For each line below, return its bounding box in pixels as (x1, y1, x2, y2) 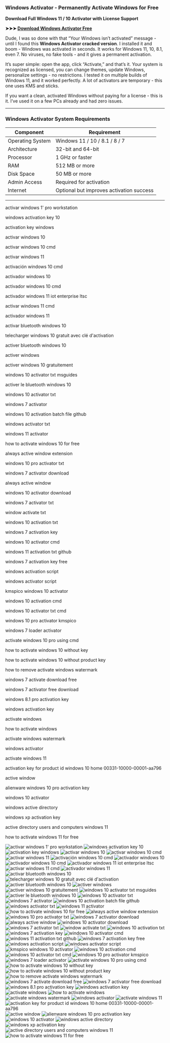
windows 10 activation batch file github (5, 411, 87, 417)
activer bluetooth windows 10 (5, 342, 67, 348)
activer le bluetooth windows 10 (5, 381, 71, 387)
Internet (8, 187, 27, 194)
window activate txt (5, 509, 47, 515)
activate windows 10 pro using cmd (5, 637, 79, 643)
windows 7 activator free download (5, 686, 79, 692)
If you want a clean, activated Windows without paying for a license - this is (5, 93, 163, 99)
